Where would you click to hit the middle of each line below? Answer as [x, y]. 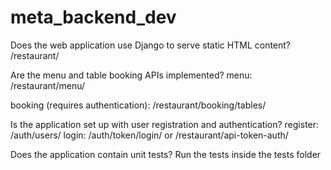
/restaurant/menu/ [47, 85]
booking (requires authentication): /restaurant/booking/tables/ [138, 105]
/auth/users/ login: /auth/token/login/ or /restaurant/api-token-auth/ [149, 135]
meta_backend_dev [93, 17]
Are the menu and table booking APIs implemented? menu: [131, 75]
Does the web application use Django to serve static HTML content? [151, 45]
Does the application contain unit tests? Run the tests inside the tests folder [166, 154]
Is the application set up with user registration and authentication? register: [165, 124]
